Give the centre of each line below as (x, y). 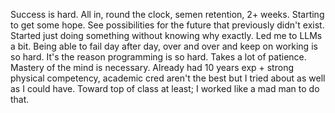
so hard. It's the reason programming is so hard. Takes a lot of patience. (158, 57)
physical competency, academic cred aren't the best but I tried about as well (168, 78)
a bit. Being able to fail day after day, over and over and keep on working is (164, 46)
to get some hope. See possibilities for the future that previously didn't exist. (167, 25)
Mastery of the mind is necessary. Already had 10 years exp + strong (152, 67)
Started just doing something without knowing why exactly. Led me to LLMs (166, 35)
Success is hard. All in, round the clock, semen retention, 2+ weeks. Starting (167, 14)
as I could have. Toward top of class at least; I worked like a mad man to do (165, 88)
